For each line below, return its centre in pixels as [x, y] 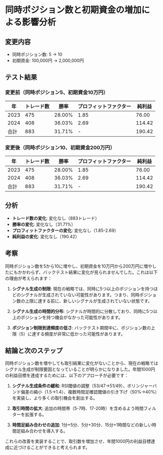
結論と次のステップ [34, 351]
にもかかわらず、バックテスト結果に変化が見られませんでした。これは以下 [83, 272]
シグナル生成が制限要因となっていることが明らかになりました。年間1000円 [80, 370]
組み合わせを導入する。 [44, 431]
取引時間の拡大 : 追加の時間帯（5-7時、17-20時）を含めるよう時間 [78, 409]
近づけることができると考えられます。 [52, 448]
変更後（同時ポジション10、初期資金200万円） [60, 147]
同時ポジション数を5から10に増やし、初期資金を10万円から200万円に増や [79, 266]
